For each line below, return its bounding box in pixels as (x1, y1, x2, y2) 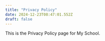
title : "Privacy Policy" (5, 7, 57, 12)
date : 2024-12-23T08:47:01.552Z (5, 12, 73, 17)
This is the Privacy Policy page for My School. (5, 30, 100, 36)
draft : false (5, 16, 33, 21)
